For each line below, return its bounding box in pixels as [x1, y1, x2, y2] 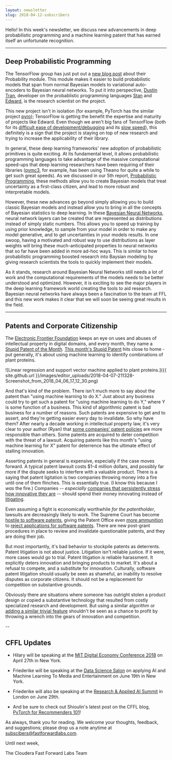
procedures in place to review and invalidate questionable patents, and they [5, 528, 165, 534]
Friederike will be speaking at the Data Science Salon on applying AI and [12, 667, 166, 674]
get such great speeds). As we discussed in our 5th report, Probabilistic [5, 173, 157, 179]
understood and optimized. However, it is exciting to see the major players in [5, 280, 167, 286]
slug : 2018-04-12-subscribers [5, 12, 70, 17]
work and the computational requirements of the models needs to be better [5, 275, 164, 281]
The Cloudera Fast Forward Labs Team [5, 750, 88, 756]
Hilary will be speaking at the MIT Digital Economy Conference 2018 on [12, 652, 163, 658]
